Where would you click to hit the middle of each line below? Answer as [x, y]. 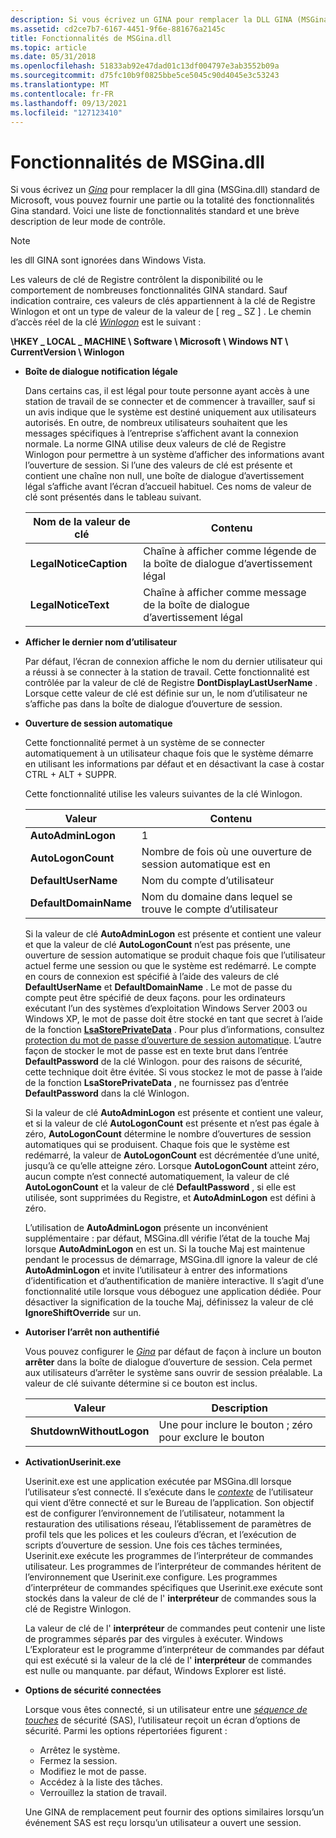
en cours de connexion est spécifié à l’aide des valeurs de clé [152, 977]
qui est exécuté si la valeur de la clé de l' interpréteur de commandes [168, 1660]
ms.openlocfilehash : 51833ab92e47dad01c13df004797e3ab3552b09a [145, 66]
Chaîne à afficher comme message [225, 593]
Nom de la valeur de [82, 522]
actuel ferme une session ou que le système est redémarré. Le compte [170, 966]
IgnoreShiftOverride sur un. [83, 1313]
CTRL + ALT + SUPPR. [70, 775]
